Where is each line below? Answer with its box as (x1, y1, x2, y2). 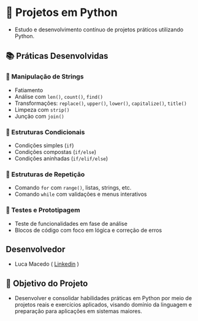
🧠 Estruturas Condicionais (6, 128, 85, 136)
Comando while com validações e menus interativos (14, 190, 147, 198)
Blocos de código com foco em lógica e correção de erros (14, 226, 162, 234)
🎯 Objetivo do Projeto (6, 278, 88, 288)
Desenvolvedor (6, 244, 66, 254)
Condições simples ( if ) (14, 141, 74, 149)
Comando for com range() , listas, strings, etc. (14, 184, 132, 191)
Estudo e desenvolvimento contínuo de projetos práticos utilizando (14, 26, 184, 33)
